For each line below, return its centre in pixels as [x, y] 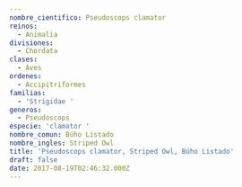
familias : [28, 93]
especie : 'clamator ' [50, 127]
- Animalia [38, 34]
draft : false [34, 160]
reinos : [24, 26]
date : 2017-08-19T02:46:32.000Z [69, 168]
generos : [26, 110]
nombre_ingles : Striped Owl [62, 143]
